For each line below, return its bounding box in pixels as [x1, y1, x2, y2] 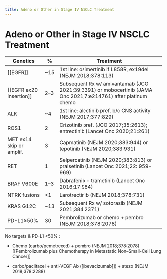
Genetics [12, 57, 35, 64]
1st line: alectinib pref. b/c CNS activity [59, 107, 151, 114]
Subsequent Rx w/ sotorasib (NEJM [59, 199, 143, 206]
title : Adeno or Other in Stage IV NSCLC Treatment [5, 7, 114, 12]
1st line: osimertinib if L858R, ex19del [59, 66, 149, 73]
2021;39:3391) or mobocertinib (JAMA [59, 86, 153, 93]
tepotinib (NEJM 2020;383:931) [59, 145, 136, 152]
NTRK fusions [7, 191, 40, 198]
